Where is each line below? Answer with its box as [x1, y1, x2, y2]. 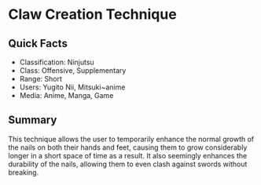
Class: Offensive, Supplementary [19, 66, 127, 75]
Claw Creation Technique [8, 5, 177, 24]
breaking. [8, 167, 39, 177]
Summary [8, 114, 57, 127]
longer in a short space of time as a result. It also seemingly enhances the [8, 151, 248, 160]
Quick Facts [8, 37, 68, 50]
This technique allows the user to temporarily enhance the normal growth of [8, 134, 255, 143]
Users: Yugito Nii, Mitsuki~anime [19, 82, 126, 92]
